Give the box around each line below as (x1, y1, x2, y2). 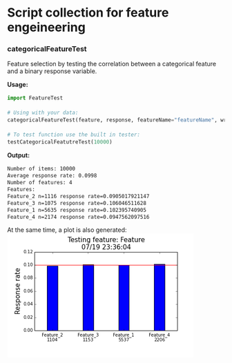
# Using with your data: (7, 109, 79, 117)
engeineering (7, 19, 86, 35)
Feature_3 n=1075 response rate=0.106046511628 (7, 199, 147, 206)
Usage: (7, 81, 29, 89)
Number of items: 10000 (7, 165, 76, 172)
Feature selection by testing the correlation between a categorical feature (7, 60, 217, 68)
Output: (7, 150, 30, 159)
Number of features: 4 (7, 179, 72, 186)
